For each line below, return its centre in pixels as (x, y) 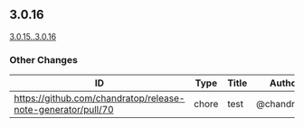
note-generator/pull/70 (64, 110)
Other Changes (44, 59)
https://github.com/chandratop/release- (100, 98)
